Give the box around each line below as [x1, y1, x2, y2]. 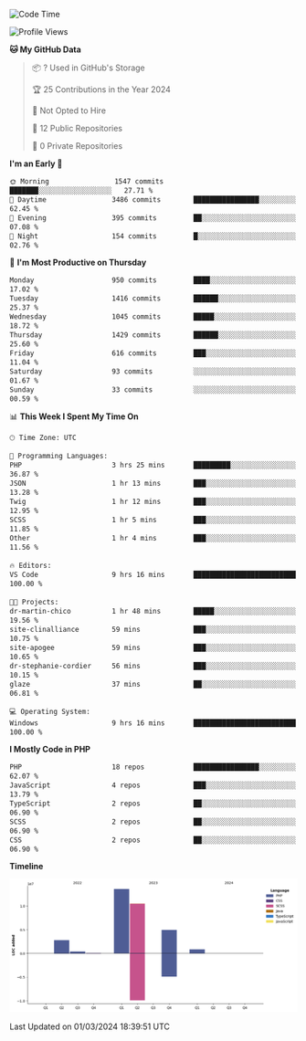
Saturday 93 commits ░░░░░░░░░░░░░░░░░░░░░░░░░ [9, 367, 297, 376]
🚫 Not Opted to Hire [31, 105, 107, 116]
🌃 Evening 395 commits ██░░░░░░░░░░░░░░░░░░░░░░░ [9, 214, 297, 223]
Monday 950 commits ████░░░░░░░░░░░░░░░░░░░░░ [9, 276, 297, 285]
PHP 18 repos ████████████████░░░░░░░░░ [9, 762, 297, 772]
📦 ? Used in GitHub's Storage [31, 62, 146, 73]
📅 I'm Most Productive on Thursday [9, 257, 147, 268]
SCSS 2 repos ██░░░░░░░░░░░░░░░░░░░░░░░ [9, 817, 297, 826]
